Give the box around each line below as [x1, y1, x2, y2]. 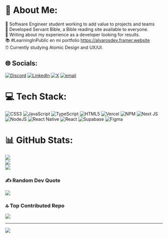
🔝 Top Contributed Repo [5, 202, 65, 209]
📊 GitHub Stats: [5, 134, 73, 146]
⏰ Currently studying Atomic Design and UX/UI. [5, 44, 103, 50]
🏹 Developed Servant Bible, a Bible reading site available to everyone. [5, 26, 148, 32]
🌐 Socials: [5, 59, 38, 68]
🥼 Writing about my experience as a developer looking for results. [5, 31, 140, 37]
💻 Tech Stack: [5, 91, 67, 102]
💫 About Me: [5, 4, 58, 16]
